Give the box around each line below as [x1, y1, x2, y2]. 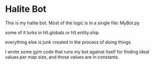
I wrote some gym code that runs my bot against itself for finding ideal [5, 49, 150, 55]
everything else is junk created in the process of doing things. [5, 39, 132, 45]
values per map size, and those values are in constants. [5, 54, 120, 60]
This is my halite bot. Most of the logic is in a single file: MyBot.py [5, 20, 140, 26]
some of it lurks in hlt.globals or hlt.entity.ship [5, 29, 99, 35]
